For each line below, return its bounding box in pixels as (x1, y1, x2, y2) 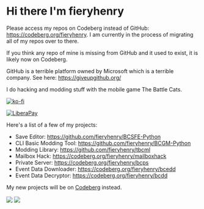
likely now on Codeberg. (6, 55, 68, 63)
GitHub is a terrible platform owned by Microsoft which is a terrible (6, 67, 174, 74)
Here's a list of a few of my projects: (6, 121, 98, 129)
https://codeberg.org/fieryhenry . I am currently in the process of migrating (6, 30, 194, 38)
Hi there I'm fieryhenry (6, 4, 124, 18)
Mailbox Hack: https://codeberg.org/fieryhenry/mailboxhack (15, 152, 167, 160)
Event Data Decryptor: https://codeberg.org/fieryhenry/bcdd (15, 172, 168, 179)
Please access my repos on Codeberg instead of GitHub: (6, 24, 150, 32)
